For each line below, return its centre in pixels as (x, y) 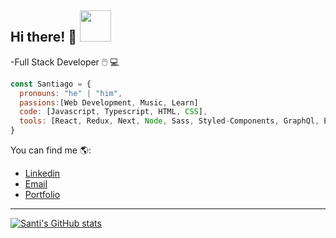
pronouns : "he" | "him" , (71, 93)
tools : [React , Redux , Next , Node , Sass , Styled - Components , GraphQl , (169, 121)
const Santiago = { (51, 84)
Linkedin (42, 173)
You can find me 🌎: (51, 150)
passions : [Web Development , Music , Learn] (109, 102)
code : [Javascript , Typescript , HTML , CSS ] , (113, 112)
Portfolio (42, 195)
